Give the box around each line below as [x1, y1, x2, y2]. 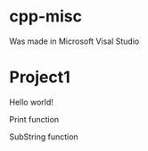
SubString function [9, 131, 78, 142]
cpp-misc [9, 6, 83, 27]
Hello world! [9, 96, 53, 107]
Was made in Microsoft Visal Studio [9, 36, 140, 46]
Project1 [9, 67, 71, 88]
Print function [9, 113, 60, 124]
